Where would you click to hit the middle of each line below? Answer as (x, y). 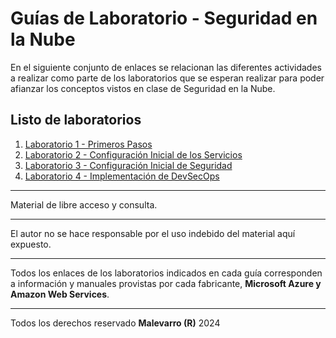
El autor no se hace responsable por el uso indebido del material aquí (153, 233)
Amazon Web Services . (60, 294)
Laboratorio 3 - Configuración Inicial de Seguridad (128, 165)
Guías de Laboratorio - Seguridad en (164, 18)
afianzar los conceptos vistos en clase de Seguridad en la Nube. (143, 88)
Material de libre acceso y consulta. (84, 204)
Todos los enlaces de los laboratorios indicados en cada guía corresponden (166, 273)
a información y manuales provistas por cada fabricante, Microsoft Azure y (166, 283)
